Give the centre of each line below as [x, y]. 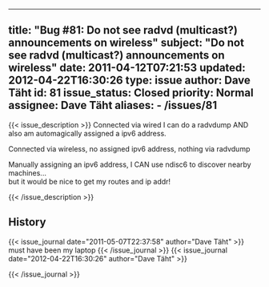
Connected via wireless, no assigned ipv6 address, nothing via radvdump [129, 148]
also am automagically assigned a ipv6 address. [87, 133]
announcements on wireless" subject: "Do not [126, 43]
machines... [27, 172]
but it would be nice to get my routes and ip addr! [89, 181]
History [27, 222]
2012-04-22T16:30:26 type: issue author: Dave [129, 81]
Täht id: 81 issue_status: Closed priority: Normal [131, 93]
